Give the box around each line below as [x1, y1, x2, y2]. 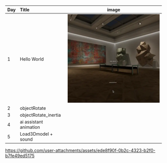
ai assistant [19, 119, 43, 125]
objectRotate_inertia [19, 112, 61, 118]
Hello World [19, 56, 44, 62]
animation [19, 124, 40, 130]
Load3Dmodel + [19, 131, 53, 137]
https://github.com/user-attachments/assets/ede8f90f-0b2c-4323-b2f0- [5, 147, 156, 153]
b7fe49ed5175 [5, 153, 35, 159]
